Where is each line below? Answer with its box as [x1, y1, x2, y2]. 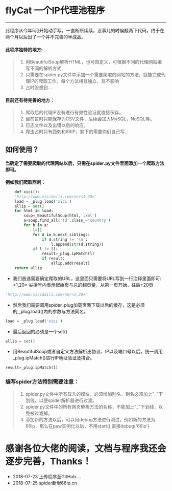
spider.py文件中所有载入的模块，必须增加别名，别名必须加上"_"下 [25, 391, 163, 397]
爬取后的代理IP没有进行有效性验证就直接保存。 [25, 110, 124, 116]
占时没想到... [25, 84, 52, 91]
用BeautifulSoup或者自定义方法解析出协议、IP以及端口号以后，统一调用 [12, 349, 163, 355]
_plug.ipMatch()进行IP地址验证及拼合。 [12, 355, 95, 361]
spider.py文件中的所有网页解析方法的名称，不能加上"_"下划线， [25, 403, 159, 410]
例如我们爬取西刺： [5, 179, 46, 185]
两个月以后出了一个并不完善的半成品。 [5, 34, 86, 40]
